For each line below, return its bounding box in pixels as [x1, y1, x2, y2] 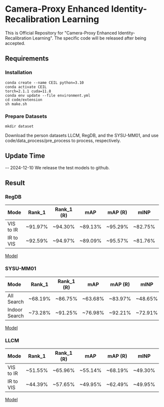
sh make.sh [5, 102, 27, 106]
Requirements [5, 55, 49, 63]
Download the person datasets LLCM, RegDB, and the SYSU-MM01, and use [5, 132, 159, 138]
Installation [5, 69, 33, 76]
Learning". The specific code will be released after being [32, 35, 146, 41]
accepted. [5, 40, 25, 46]
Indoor [7, 306, 23, 313]
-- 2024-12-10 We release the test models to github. [5, 164, 110, 170]
